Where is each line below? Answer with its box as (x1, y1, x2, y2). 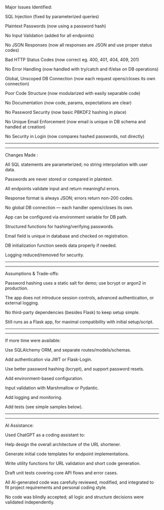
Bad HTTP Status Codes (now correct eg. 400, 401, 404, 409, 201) (5, 57, 140, 63)
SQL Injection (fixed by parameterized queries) (5, 14, 99, 19)
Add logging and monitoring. (5, 395, 62, 400)
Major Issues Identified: (5, 4, 52, 10)
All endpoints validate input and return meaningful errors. (5, 186, 121, 191)
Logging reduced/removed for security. (5, 252, 84, 258)
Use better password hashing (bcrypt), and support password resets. (5, 366, 144, 372)
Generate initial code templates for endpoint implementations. (5, 451, 129, 457)
